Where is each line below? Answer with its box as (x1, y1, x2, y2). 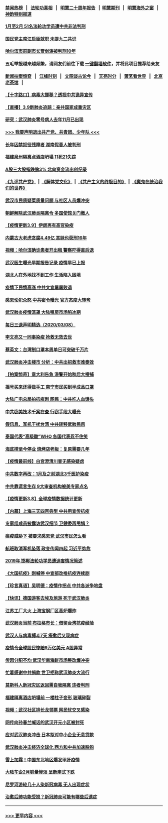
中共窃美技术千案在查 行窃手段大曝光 (5, 409, 81, 414)
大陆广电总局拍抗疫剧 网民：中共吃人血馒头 (5, 396, 94, 402)
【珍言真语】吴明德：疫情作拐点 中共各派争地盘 (5, 582, 103, 589)
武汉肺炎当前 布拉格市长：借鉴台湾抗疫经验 (5, 620, 94, 626)
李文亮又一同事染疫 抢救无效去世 (5, 334, 72, 340)
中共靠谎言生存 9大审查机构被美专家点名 (5, 483, 88, 489)
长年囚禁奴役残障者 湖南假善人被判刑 (5, 141, 81, 148)
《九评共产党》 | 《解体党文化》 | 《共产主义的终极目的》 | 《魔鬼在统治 (5, 179, 158, 185)
